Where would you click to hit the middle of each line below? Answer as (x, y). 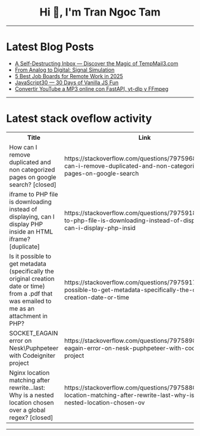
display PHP (26, 224)
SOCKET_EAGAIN (34, 333)
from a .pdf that (31, 293)
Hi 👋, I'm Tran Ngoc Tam (100, 12)
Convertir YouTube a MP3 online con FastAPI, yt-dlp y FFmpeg (91, 88)
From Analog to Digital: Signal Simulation (65, 70)
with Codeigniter (32, 355)
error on (21, 340)
